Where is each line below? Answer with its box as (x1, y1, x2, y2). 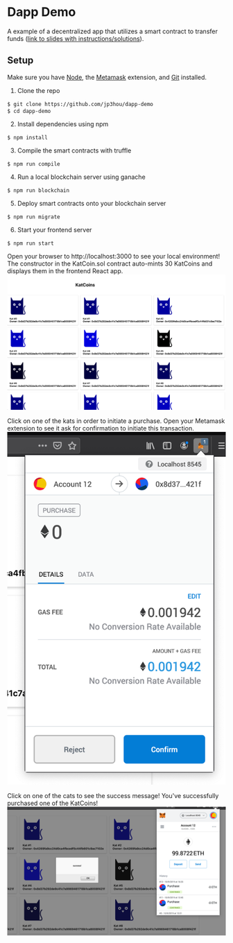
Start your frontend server (17, 225, 92, 234)
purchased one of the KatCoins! (7, 799, 98, 808)
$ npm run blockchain (7, 187, 70, 194)
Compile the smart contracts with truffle (17, 146, 132, 155)
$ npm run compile (7, 160, 60, 167)
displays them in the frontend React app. (7, 266, 123, 275)
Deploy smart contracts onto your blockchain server (17, 199, 166, 207)
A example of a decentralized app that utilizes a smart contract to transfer (7, 27, 218, 35)
